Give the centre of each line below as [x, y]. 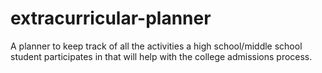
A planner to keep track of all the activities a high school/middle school [156, 46]
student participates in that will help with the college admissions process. [161, 56]
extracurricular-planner [111, 18]
